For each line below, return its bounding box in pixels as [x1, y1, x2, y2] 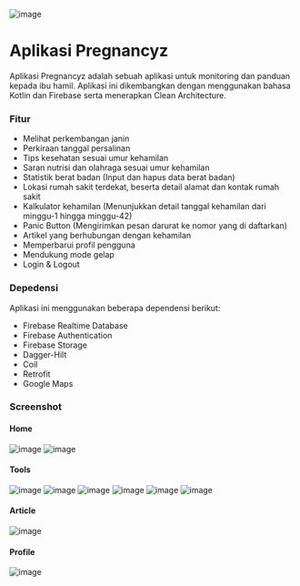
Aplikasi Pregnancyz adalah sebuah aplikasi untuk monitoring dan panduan [9, 70, 291, 81]
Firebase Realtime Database [22, 319, 129, 331]
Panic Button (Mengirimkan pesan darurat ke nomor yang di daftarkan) [22, 220, 288, 231]
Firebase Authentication [22, 329, 113, 340]
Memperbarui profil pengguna [22, 239, 136, 250]
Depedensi [9, 282, 59, 295]
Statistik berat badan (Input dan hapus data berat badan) [22, 172, 235, 183]
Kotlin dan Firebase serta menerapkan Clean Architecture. [9, 89, 227, 100]
